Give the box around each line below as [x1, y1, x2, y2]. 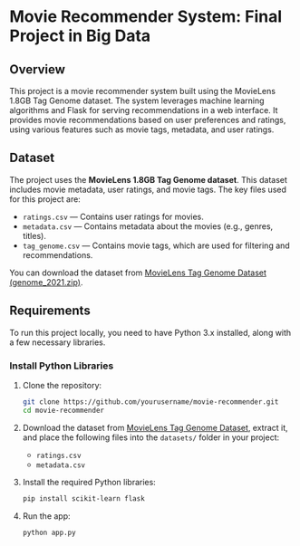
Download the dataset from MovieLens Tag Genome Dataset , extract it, [22, 422, 288, 433]
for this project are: [9, 193, 82, 205]
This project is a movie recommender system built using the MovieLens [9, 86, 276, 96]
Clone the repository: [22, 379, 102, 390]
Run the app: [22, 510, 71, 522]
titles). [22, 230, 47, 241]
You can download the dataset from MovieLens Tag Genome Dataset [9, 267, 267, 278]
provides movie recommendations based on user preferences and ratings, [9, 115, 286, 125]
